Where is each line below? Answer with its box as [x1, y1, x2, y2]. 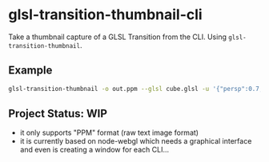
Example [8, 64, 53, 77]
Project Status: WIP [8, 107, 108, 121]
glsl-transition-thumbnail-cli [8, 6, 203, 24]
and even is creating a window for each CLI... [19, 145, 170, 155]
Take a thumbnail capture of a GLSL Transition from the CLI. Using [8, 32, 227, 41]
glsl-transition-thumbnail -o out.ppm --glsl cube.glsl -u [8, 85, 210, 93]
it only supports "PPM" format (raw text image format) [19, 128, 199, 137]
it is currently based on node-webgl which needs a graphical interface [19, 136, 252, 146]
